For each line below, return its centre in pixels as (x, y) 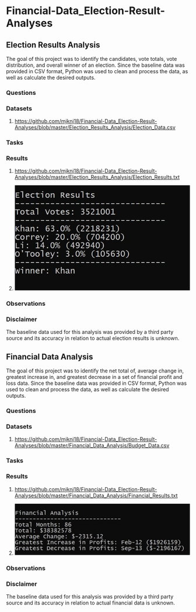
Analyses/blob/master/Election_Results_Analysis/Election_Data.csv (95, 128)
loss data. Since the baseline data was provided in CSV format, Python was (97, 383)
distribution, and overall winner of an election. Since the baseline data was (95, 65)
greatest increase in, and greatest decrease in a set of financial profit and (94, 377)
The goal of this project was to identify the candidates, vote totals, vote (92, 59)
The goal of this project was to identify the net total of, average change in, (95, 371)
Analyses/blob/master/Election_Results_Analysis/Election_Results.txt (97, 177)
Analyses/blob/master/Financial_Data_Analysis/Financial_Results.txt (96, 495)
